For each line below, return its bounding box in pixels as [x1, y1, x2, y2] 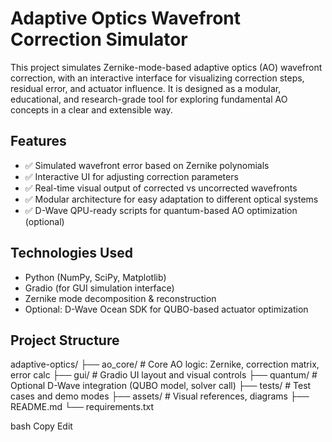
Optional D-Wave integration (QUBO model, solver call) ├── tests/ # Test [10, 380, 312, 392]
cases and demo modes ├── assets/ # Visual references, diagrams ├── [10, 390, 310, 402]
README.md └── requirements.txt [10, 401, 155, 413]
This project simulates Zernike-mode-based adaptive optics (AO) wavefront [10, 61, 323, 73]
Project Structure [10, 332, 120, 349]
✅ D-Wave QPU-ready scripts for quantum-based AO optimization [24, 204, 298, 216]
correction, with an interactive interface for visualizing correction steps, [10, 72, 305, 84]
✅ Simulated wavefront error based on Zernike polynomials [24, 159, 270, 171]
